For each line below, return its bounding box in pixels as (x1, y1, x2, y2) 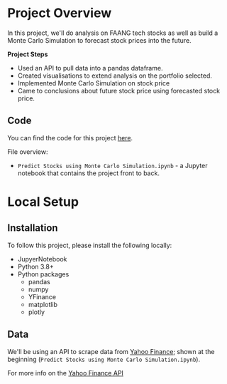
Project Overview (7, 5, 112, 21)
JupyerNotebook (17, 254, 67, 263)
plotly (28, 308, 45, 316)
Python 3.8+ (17, 262, 55, 271)
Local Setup (7, 194, 79, 209)
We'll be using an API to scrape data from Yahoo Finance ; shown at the (7, 347, 215, 356)
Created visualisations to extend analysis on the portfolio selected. (17, 71, 213, 80)
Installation (7, 222, 58, 234)
